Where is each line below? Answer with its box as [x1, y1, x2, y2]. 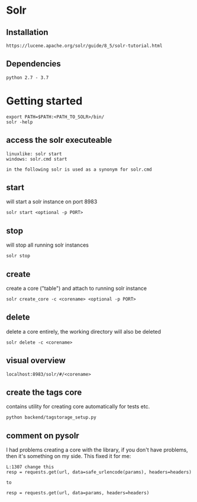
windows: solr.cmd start [6, 156, 67, 162]
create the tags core [6, 388, 82, 398]
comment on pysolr [6, 430, 80, 440]
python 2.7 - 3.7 [6, 75, 49, 81]
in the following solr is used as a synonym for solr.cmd [6, 167, 152, 172]
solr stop [6, 253, 31, 259]
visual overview [6, 356, 66, 366]
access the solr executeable [6, 135, 112, 145]
